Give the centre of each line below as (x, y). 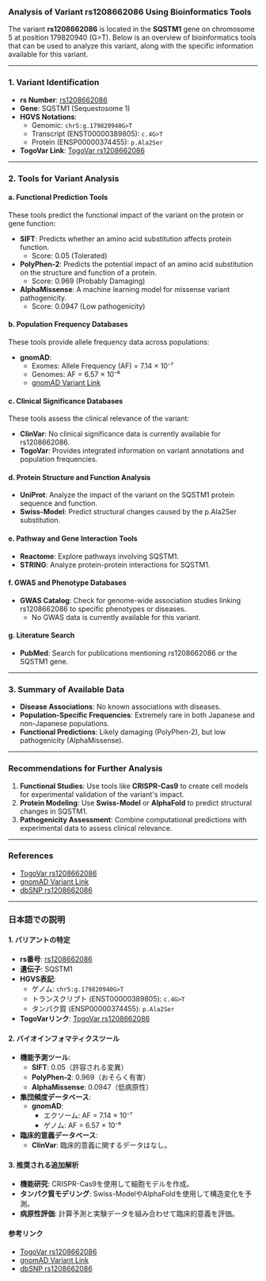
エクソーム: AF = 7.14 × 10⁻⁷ (88, 1116)
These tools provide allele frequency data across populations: (109, 342)
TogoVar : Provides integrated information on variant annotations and (131, 451)
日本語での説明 (37, 919)
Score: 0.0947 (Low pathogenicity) (88, 306)
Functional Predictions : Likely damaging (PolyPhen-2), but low (123, 732)
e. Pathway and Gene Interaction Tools (73, 538)
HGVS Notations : (48, 117)
